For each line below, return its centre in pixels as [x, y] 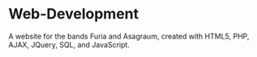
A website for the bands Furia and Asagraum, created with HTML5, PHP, [129, 36]
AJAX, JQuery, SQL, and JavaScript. [69, 44]
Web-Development [74, 14]
